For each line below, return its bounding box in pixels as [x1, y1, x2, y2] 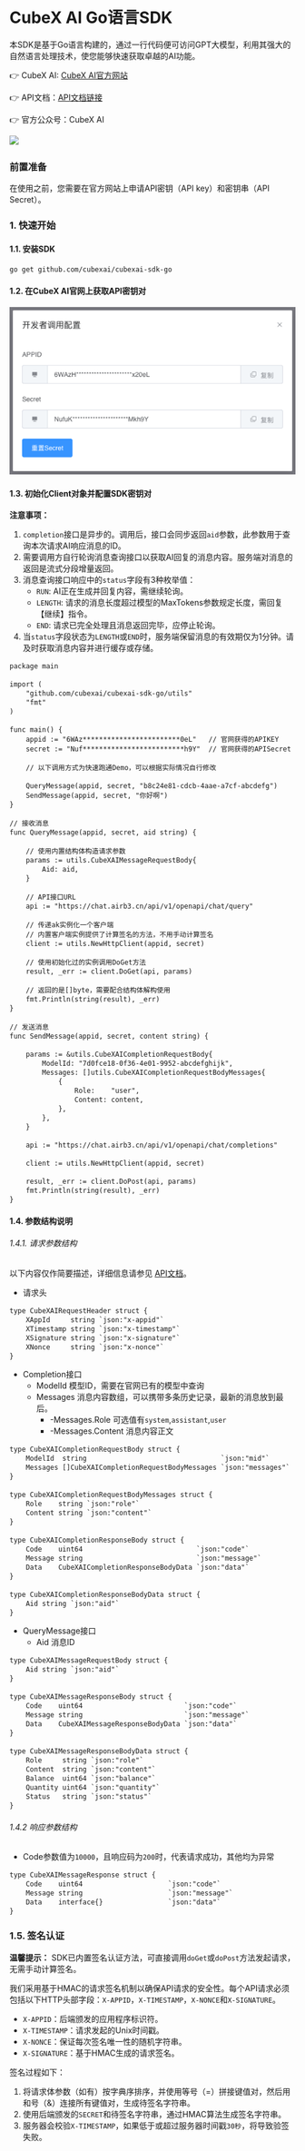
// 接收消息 [9, 819, 50, 828]
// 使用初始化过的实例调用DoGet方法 [25, 958, 147, 967]
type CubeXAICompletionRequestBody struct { [9, 1445, 181, 1455]
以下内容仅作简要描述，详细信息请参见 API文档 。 [9, 1268, 192, 1279]
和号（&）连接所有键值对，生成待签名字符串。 [22, 2097, 195, 2108]
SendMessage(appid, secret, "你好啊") [25, 791, 169, 801]
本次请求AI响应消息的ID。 [30, 540, 127, 551]
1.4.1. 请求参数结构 [9, 1238, 77, 1248]
